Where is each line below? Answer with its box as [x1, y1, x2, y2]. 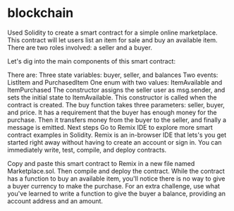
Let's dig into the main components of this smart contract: [7, 56, 176, 65]
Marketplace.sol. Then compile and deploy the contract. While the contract [7, 167, 226, 175]
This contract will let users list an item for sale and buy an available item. [7, 35, 218, 44]
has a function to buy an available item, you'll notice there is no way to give [7, 174, 226, 183]
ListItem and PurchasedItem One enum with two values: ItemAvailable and [7, 78, 223, 86]
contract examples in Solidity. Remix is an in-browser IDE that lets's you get [7, 131, 227, 139]
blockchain [7, 5, 74, 21]
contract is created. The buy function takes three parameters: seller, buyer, [7, 100, 226, 109]
